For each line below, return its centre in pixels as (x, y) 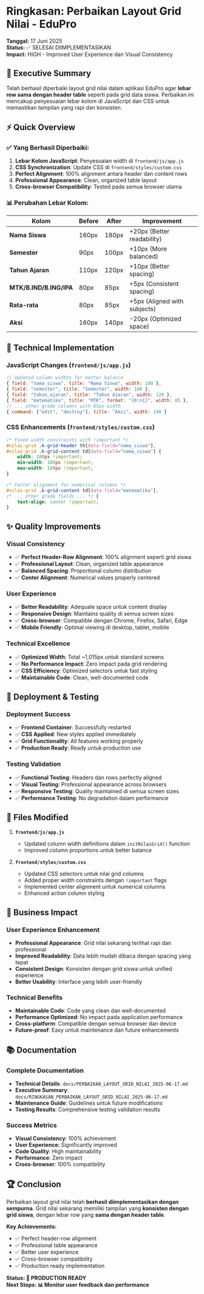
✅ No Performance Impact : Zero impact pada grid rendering (91, 664)
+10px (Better (150, 266)
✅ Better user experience (47, 1252)
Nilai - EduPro (42, 24)
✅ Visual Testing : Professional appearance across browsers (91, 784)
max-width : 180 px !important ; (56, 468)
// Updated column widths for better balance (65, 378)
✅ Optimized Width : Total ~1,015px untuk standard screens (90, 657)
